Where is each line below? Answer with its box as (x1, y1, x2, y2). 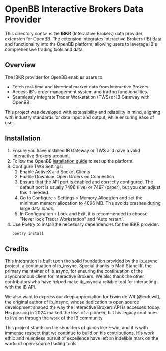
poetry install (12, 231, 44, 236)
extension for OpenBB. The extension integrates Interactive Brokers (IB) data (5, 36, 162, 42)
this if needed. (19, 189, 50, 195)
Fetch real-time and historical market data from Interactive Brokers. (12, 84, 150, 89)
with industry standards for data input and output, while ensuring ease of (5, 114, 155, 120)
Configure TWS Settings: (12, 163, 63, 169)
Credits (5, 245, 29, 253)
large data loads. (19, 205, 55, 211)
